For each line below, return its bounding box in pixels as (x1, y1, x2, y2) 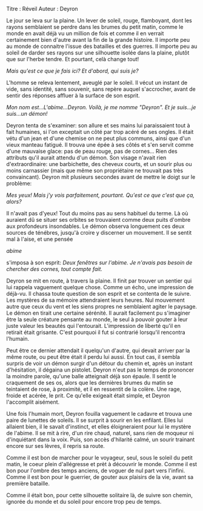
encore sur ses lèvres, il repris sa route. (6, 443, 105, 449)
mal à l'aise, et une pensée (6, 236, 73, 242)
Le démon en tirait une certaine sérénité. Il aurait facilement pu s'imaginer (6, 309, 191, 316)
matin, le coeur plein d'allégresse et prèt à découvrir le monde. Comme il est (6, 461, 198, 467)
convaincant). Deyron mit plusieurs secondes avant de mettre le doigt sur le (6, 173, 196, 181)
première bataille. (6, 480, 50, 487)
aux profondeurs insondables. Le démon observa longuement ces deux (6, 222, 185, 230)
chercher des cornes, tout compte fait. (6, 266, 103, 272)
